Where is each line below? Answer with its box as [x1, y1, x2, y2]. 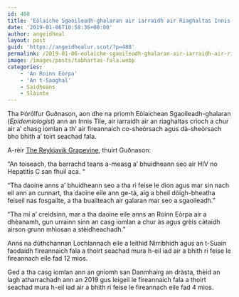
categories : [7, 63, 43, 71]
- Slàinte [20, 90, 50, 97]
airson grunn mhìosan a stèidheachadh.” [7, 225, 126, 234]
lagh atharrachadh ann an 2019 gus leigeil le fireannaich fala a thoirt [7, 276, 206, 284]
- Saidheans [20, 83, 55, 90]
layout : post [7, 37, 46, 44]
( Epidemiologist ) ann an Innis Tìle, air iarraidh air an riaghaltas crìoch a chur [7, 117, 229, 125]
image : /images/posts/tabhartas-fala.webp [7, 57, 135, 64]
